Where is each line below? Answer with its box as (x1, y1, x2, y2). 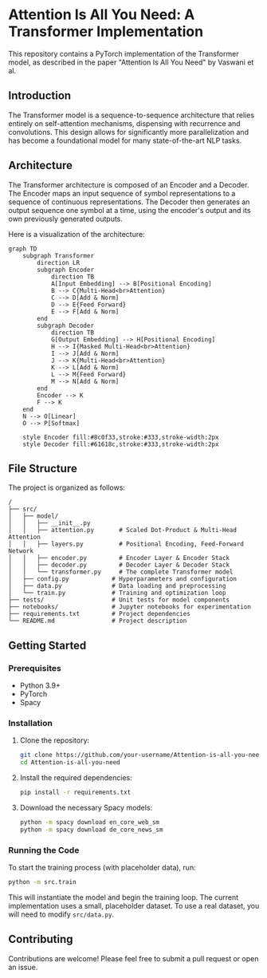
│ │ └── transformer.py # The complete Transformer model (8, 568, 234, 576)
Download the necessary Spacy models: (19, 803, 153, 812)
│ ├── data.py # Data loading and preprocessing (8, 582, 226, 590)
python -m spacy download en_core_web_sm (19, 818, 160, 826)
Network (8, 547, 34, 555)
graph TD (8, 245, 37, 253)
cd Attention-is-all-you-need (19, 759, 121, 767)
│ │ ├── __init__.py (8, 519, 91, 527)
